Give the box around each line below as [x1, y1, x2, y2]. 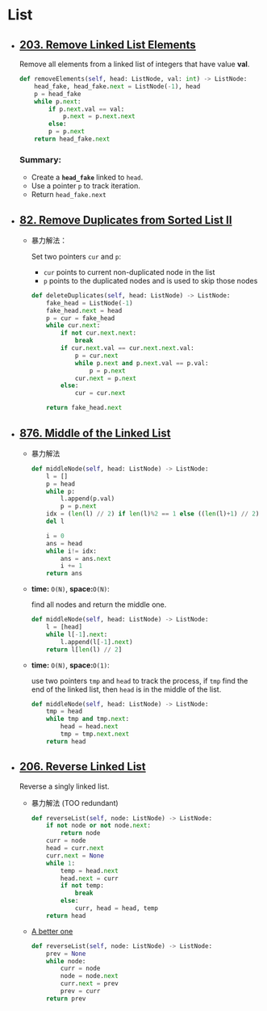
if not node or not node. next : [46, 822, 151, 830]
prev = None [46, 950, 86, 958]
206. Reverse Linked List [19, 760, 146, 773]
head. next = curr [60, 874, 119, 883]
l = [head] [46, 623, 82, 631]
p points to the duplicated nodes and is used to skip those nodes [43, 276, 258, 285]
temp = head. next [60, 866, 119, 874]
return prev [46, 994, 86, 1003]
